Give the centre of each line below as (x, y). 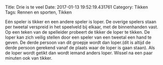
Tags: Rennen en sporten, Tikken (39, 12)
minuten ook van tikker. (29, 58)
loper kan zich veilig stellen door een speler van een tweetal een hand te (79, 37)
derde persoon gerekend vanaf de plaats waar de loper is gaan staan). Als (80, 48)
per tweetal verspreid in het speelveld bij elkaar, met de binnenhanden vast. (82, 27)
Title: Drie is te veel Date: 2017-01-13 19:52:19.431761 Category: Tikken (77, 7)
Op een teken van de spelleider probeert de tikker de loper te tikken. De (78, 32)
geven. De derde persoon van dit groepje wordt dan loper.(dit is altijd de (78, 43)
